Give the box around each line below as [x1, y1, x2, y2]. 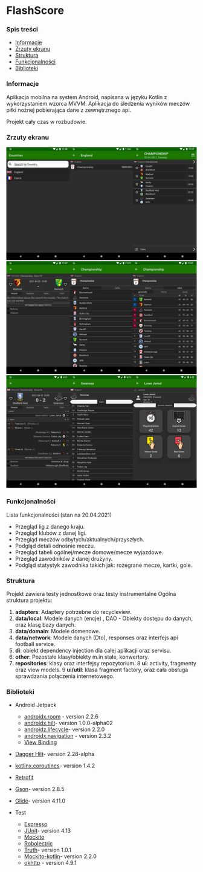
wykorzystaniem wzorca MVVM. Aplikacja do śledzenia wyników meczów [6, 100, 190, 107]
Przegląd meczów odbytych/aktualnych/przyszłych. [14, 535, 144, 543]
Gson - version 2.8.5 [14, 786, 65, 793]
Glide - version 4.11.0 [14, 797, 65, 804]
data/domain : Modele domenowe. [14, 627, 101, 635]
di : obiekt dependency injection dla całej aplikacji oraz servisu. [14, 647, 172, 654]
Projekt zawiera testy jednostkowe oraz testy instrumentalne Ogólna [6, 590, 176, 597]
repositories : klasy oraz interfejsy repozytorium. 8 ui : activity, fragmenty [14, 659, 196, 667]
